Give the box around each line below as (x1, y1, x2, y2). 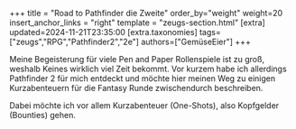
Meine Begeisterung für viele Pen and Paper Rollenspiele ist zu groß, (9, 54, 264, 64)
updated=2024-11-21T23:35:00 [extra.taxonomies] (9, 27, 198, 37)
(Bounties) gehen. (9, 110, 77, 120)
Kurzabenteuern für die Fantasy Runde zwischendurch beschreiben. (9, 83, 264, 93)
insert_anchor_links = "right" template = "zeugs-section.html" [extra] (9, 17, 266, 28)
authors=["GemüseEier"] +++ (141, 36, 251, 47)
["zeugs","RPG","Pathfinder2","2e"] (9, 36, 140, 47)
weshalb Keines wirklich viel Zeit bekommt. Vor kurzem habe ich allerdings (9, 63, 287, 74)
